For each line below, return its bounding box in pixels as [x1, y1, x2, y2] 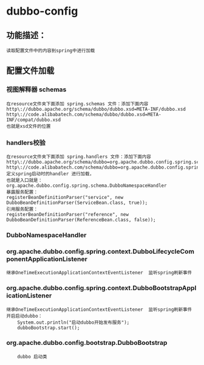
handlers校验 [6, 138, 46, 147]
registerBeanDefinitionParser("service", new [6, 194, 123, 200]
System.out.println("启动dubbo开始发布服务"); [17, 319, 130, 325]
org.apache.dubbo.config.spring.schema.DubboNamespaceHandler [6, 182, 167, 189]
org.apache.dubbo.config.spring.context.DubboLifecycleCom [6, 247, 194, 255]
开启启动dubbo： [6, 313, 43, 319]
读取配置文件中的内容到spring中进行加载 [6, 47, 95, 54]
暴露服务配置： [6, 189, 38, 195]
